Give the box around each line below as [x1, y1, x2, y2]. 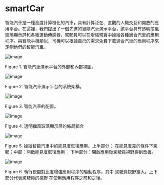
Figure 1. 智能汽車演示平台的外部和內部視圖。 [5, 64, 96, 70]
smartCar [5, 3, 45, 14]
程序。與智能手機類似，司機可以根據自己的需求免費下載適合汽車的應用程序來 [5, 37, 159, 44]
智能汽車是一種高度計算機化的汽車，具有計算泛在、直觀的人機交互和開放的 [5, 19, 155, 25]
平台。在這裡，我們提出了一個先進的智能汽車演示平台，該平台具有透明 [9, 25, 150, 32]
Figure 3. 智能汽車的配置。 [5, 103, 59, 109]
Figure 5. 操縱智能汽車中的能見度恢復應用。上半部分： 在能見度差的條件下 [5, 143, 154, 148]
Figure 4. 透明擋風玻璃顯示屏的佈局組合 [5, 123, 84, 129]
